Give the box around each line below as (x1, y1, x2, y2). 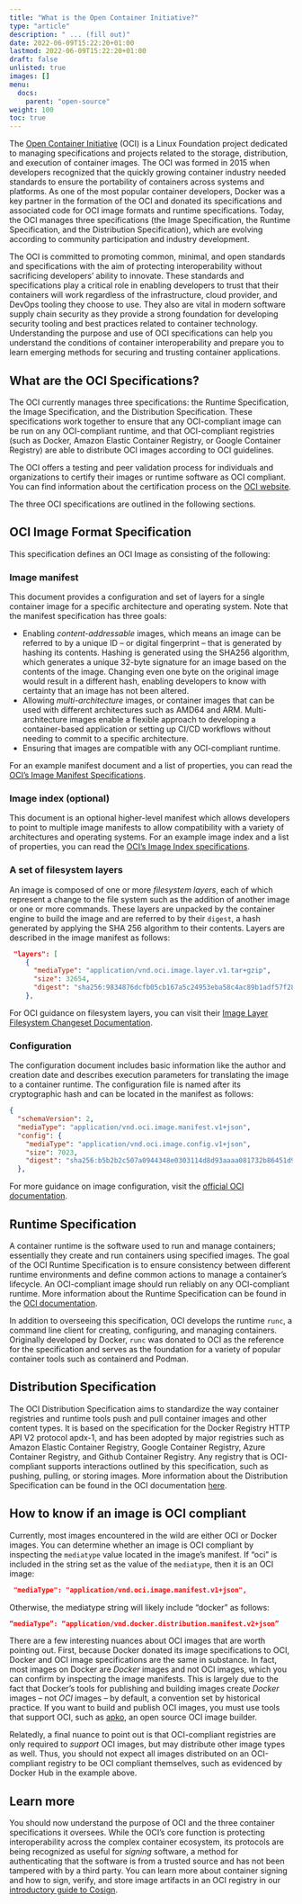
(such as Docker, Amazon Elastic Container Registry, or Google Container (9, 435, 281, 445)
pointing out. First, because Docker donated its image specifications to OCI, (9, 1645, 290, 1656)
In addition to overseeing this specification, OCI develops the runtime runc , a (9, 1316, 293, 1325)
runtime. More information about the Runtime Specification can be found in (9, 1289, 287, 1298)
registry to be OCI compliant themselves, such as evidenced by (48, 1758, 283, 1769)
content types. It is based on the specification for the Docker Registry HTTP (9, 1423, 290, 1433)
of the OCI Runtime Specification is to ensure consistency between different (9, 1260, 291, 1270)
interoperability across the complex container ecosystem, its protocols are (9, 1837, 285, 1847)
